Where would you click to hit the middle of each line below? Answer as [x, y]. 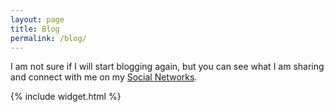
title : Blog [35, 29]
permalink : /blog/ [48, 38]
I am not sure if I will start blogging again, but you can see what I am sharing [167, 67]
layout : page [37, 19]
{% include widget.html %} [66, 97]
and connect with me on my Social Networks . [104, 77]
